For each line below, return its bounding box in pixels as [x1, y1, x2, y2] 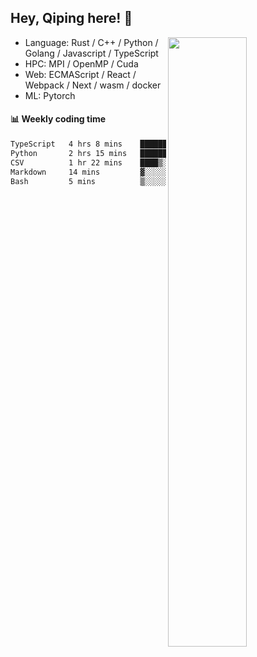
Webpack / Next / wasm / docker [24, 79, 162, 91]
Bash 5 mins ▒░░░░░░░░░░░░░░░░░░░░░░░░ [10, 176, 253, 186]
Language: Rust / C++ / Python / [24, 36, 159, 48]
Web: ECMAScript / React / [24, 68, 137, 80]
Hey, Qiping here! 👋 [10, 10, 133, 27]
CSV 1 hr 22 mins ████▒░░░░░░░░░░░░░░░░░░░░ [10, 157, 253, 168]
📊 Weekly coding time [10, 113, 107, 125]
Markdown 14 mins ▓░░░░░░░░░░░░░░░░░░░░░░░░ [10, 167, 253, 177]
